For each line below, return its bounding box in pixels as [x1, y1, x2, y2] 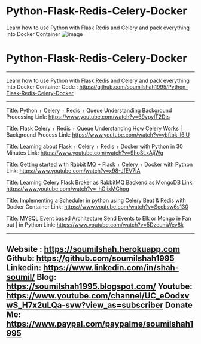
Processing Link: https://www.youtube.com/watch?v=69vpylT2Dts [6, 113, 170, 120]
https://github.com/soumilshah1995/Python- [79, 83, 188, 90]
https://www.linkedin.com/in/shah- [42, 262, 179, 273]
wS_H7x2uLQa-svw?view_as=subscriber [6, 300, 163, 310]
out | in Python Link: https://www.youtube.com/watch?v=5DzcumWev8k [6, 221, 184, 228]
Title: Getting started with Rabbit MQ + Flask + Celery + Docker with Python [6, 161, 193, 168]
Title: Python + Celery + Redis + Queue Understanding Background [6, 107, 172, 114]
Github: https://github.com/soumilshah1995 [6, 254, 175, 264]
